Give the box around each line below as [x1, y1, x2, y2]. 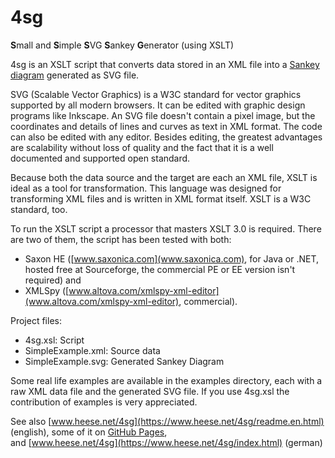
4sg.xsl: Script [24, 334, 85, 346]
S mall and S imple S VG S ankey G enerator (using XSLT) [10, 39, 235, 51]
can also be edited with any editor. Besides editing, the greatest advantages [10, 131, 323, 143]
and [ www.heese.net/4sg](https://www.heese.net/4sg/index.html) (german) [10, 436, 323, 448]
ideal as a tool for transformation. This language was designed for [10, 182, 282, 194]
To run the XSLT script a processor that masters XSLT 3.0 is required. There [10, 222, 322, 235]
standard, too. [10, 203, 68, 215]
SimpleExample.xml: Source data [24, 344, 161, 356]
